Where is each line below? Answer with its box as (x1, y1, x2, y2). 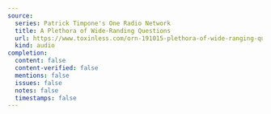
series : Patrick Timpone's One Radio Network (15, 19, 171, 27)
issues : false (15, 79, 62, 87)
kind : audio (15, 42, 56, 50)
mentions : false (15, 71, 70, 79)
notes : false (15, 86, 59, 95)
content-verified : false (15, 64, 99, 72)
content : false (15, 57, 66, 65)
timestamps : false (15, 94, 78, 102)
